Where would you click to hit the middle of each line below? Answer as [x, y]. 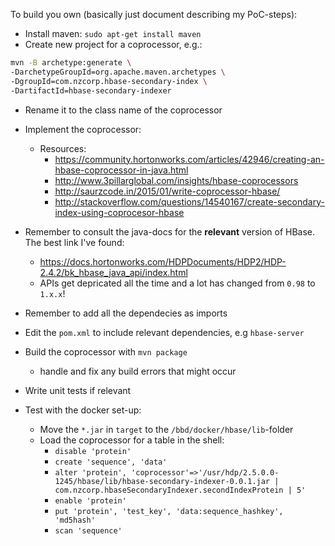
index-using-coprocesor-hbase [119, 212]
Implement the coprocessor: [83, 129]
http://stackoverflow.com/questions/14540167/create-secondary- [189, 201]
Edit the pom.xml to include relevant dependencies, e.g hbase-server [164, 332]
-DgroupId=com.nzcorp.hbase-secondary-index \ [109, 81]
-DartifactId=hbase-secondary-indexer [91, 90]
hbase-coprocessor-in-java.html [121, 170]
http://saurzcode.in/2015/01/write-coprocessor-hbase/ [167, 191]
